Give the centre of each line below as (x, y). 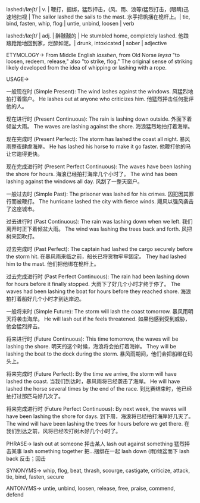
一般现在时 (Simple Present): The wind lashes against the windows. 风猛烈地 (100, 91)
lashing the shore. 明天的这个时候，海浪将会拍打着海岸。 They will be (91, 346)
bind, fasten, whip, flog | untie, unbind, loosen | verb (70, 23)
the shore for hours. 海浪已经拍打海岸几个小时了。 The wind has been (92, 174)
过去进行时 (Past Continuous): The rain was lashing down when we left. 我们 (99, 221)
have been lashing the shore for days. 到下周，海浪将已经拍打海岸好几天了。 (100, 416)
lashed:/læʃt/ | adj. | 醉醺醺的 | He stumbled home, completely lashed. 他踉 (98, 36)
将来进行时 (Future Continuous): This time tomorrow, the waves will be (92, 339)
